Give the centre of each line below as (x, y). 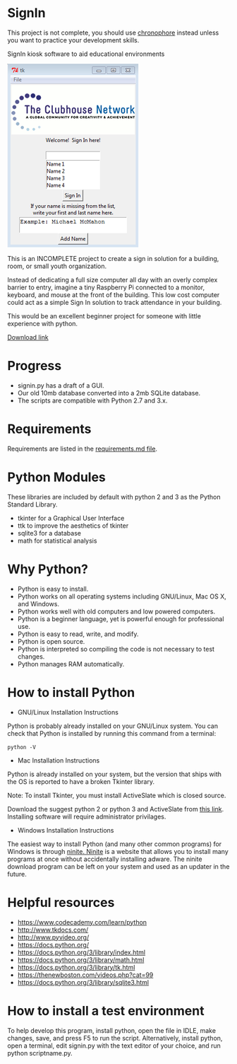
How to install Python (71, 692)
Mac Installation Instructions (59, 760)
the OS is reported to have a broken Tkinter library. (81, 781)
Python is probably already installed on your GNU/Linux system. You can (113, 726)
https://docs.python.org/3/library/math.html (81, 959)
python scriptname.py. (40, 1053)
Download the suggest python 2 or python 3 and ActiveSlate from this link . (116, 809)
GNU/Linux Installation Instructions (68, 712)
